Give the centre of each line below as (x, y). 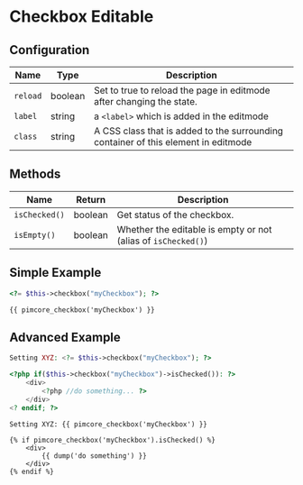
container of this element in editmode (173, 142)
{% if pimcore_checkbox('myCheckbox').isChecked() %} (113, 440)
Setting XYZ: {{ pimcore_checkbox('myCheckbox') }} (108, 424)
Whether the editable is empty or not (194, 229)
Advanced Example (65, 337)
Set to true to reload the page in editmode (182, 90)
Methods (35, 174)
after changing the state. (146, 101)
